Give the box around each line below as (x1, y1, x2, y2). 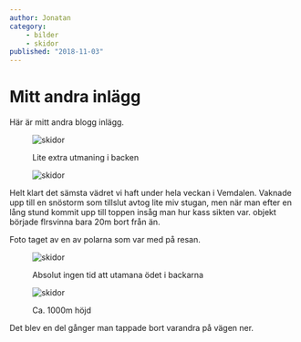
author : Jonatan (9, 13, 71, 23)
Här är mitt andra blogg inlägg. (9, 117, 125, 128)
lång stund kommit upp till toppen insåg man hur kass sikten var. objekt (9, 207, 276, 218)
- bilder (26, 30, 59, 39)
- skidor (26, 38, 59, 48)
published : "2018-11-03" (9, 47, 104, 57)
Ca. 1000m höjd (32, 305, 92, 316)
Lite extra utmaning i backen (32, 152, 140, 163)
